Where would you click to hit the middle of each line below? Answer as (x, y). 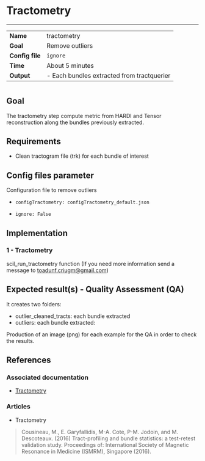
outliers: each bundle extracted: (55, 322)
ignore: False (33, 215)
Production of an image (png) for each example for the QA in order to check (102, 334)
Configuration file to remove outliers (52, 190)
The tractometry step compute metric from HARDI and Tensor (84, 116)
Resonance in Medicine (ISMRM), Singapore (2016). (86, 451)
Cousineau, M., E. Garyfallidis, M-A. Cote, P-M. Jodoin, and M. (100, 432)
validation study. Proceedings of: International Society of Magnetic (105, 444)
